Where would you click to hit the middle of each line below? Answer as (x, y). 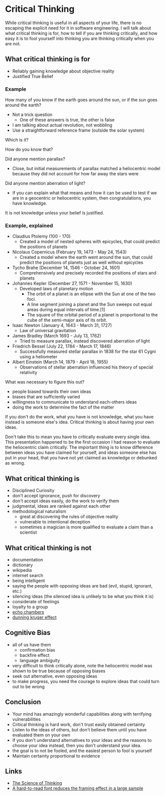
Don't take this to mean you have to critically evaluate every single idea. (78, 437)
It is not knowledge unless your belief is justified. (55, 213)
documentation (28, 559)
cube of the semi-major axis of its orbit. (67, 320)
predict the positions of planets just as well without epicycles (82, 263)
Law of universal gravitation (48, 331)
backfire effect (34, 655)
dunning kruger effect (34, 617)
